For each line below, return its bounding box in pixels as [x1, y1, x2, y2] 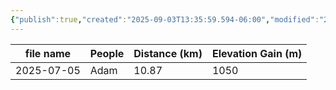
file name [24, 46, 72, 60]
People [89, 46, 125, 60]
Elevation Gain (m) [211, 46, 303, 60]
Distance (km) [133, 46, 203, 60]
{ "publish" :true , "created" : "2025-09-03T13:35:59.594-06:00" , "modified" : [10, 14, 320, 25]
